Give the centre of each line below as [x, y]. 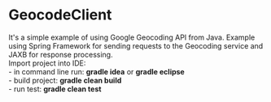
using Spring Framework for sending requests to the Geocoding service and [136, 45]
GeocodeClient [60, 15]
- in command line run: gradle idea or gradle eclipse [96, 71]
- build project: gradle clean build [65, 80]
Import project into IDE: [47, 63]
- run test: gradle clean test [55, 89]
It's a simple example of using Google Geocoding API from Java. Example [132, 37]
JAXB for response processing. [61, 54]
